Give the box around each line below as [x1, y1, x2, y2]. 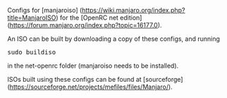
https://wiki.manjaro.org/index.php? [82, 6, 185, 14]
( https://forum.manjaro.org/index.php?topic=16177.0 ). [7, 21, 162, 29]
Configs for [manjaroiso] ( [7, 6, 82, 14]
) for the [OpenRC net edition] [56, 13, 142, 22]
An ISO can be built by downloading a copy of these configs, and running [7, 35, 221, 43]
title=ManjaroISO [7, 13, 56, 22]
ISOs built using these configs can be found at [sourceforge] [7, 75, 183, 83]
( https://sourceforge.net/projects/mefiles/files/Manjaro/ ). [7, 82, 173, 91]
